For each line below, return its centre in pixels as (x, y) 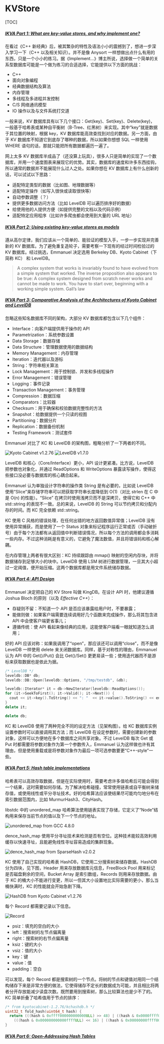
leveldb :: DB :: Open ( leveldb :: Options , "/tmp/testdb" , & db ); (66, 680)
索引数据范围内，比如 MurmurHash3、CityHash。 (55, 799)
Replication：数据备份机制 (38, 426)
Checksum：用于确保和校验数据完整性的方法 (57, 408)
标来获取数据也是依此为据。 (33, 662)
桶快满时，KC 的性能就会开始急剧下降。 (45, 886)
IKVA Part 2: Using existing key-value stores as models (62, 227)
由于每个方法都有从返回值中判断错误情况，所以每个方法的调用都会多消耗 (86, 533)
